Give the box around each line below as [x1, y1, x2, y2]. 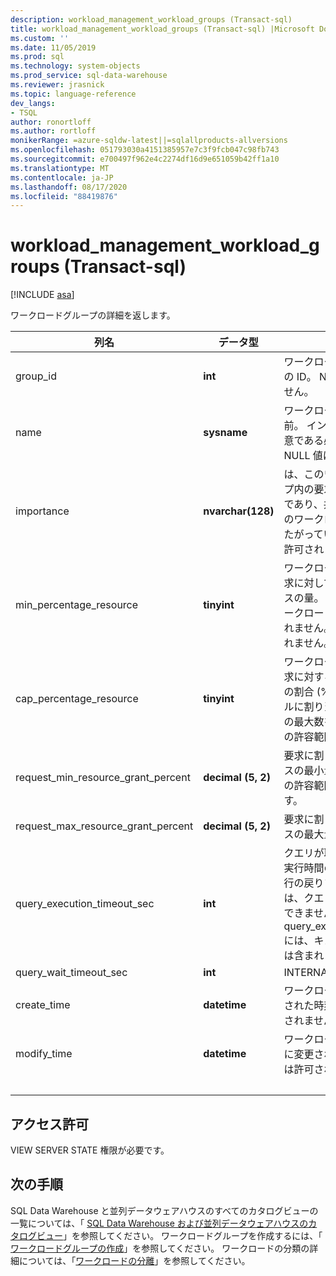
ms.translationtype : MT [10, 163, 110, 173]
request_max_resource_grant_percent [15, 819, 194, 833]
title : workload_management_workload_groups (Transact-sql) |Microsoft [10, 24, 315, 34]
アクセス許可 [10, 1116, 89, 1133]
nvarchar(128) [203, 504, 275, 518]
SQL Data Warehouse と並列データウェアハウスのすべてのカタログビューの [10, 1204, 319, 1216]
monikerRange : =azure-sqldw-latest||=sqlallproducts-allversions [10, 136, 288, 146]
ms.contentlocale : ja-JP [10, 172, 114, 183]
